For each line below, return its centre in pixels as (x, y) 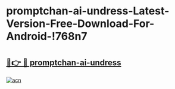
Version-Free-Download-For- (80, 24)
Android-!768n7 (47, 36)
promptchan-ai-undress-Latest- (88, 11)
